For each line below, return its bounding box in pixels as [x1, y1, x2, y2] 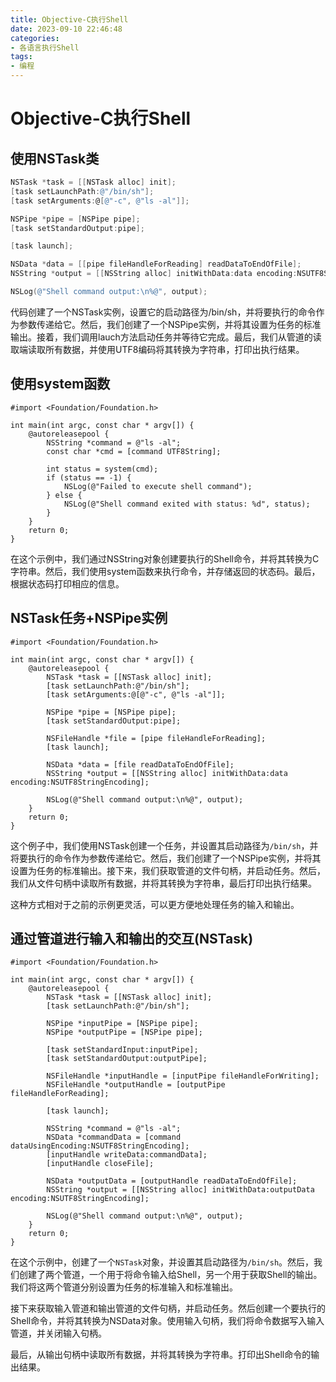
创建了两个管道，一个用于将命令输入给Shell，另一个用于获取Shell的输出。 [18, 1269, 323, 1281]
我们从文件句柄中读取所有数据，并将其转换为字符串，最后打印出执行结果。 [10, 877, 317, 889]
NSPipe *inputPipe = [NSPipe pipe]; [46, 1019, 199, 1029]
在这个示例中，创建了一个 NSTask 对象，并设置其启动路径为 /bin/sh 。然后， [10, 1256, 315, 1268]
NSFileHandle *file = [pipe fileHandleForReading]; [46, 733, 267, 743]
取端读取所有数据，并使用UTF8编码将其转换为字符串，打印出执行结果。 [10, 343, 305, 355]
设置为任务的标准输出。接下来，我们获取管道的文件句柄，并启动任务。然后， [10, 864, 326, 876]
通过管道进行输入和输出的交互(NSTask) [10, 930, 254, 947]
